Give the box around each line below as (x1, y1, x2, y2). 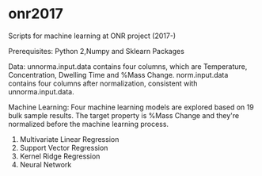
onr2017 (8, 5, 63, 23)
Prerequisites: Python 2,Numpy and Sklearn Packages (8, 46, 184, 55)
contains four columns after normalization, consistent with (8, 78, 198, 88)
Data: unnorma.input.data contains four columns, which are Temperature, (8, 61, 248, 71)
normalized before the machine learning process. (8, 119, 169, 128)
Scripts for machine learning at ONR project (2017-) (8, 31, 177, 40)
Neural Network (19, 159, 72, 169)
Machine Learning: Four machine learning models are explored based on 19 (8, 102, 255, 112)
